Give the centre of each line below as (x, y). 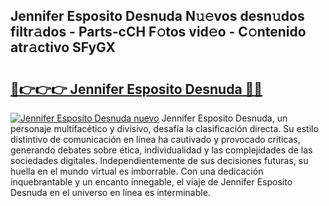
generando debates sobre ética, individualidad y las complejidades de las (161, 150)
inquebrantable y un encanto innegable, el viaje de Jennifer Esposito (151, 182)
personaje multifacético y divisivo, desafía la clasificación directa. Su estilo (164, 128)
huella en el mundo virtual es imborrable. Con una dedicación (137, 171)
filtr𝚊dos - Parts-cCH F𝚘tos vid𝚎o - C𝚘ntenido (158, 32)
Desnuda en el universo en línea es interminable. (110, 192)
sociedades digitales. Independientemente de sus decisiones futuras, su (159, 160)
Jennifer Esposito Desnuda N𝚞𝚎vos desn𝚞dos (157, 16)
